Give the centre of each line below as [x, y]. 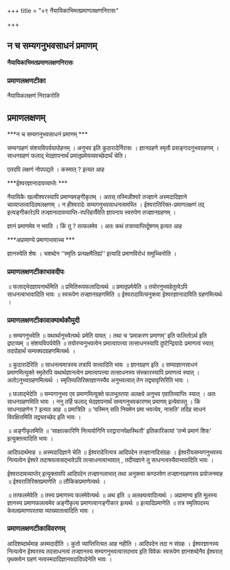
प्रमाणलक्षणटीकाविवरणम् [36, 529]
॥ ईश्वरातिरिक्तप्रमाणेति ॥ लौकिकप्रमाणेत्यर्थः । [57, 481]
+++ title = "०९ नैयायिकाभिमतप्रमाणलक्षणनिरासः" [63, 11]
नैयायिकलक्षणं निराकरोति [33, 95]
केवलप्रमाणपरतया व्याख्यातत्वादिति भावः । [51, 510]
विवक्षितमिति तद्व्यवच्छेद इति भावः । [44, 417]
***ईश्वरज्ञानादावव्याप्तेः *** [37, 183]
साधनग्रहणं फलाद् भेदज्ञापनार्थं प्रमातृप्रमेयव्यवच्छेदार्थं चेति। [67, 155]
